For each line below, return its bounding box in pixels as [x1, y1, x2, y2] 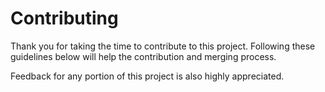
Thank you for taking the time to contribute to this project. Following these [10, 40, 316, 52]
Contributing [10, 7, 119, 30]
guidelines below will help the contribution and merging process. [10, 50, 277, 62]
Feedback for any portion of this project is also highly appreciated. [10, 70, 285, 82]
